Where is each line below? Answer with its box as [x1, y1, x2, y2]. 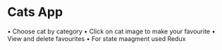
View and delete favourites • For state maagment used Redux [7, 34, 186, 42]
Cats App [7, 4, 63, 20]
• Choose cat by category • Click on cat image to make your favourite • [7, 27, 216, 35]
